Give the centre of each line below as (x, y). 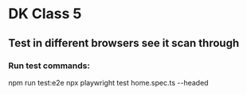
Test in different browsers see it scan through (124, 43)
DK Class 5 (45, 14)
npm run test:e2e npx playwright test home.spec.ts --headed (108, 82)
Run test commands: (49, 66)
